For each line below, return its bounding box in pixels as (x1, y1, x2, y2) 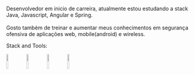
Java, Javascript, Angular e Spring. (6, 11, 93, 19)
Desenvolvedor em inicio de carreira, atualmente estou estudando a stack (6, 5, 189, 12)
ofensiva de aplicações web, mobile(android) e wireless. (6, 31, 145, 37)
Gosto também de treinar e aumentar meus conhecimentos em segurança (6, 24, 189, 31)
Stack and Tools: (6, 42, 48, 49)
